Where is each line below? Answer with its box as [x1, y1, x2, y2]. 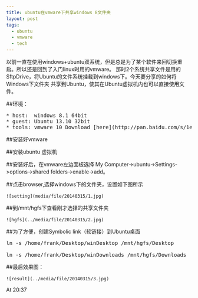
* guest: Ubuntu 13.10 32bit [6, 118, 90, 125]
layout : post [6, 15, 38, 22]
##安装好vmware [6, 136, 48, 143]
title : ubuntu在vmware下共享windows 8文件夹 [6, 9, 111, 15]
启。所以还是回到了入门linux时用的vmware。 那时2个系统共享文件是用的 [6, 66, 181, 73]
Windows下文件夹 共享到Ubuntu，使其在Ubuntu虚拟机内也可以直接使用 [6, 80, 180, 87]
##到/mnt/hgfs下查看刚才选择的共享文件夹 [6, 204, 109, 211]
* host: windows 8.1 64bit [6, 112, 87, 119]
